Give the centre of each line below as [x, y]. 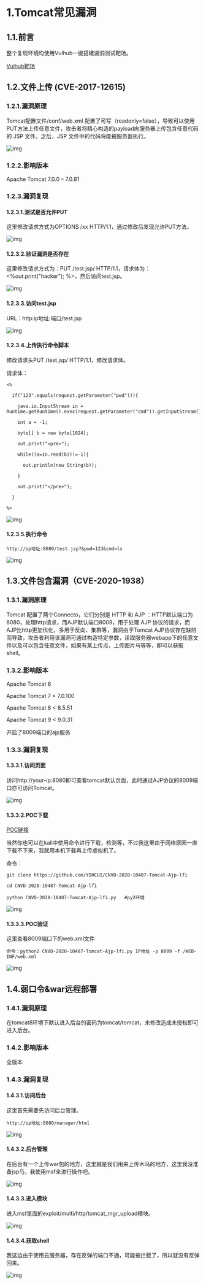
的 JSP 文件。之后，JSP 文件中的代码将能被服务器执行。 [78, 136]
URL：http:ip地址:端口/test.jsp [44, 318]
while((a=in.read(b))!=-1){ [53, 455]
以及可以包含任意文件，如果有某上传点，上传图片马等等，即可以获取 [97, 645]
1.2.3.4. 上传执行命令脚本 [38, 345]
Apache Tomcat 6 [29, 684]
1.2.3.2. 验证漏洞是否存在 [38, 254]
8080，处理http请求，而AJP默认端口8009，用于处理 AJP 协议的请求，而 [98, 622]
